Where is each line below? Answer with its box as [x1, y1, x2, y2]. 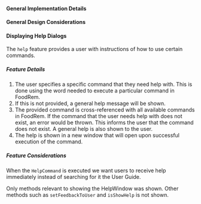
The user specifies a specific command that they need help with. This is [14, 81, 193, 88]
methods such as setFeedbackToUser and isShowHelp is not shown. [6, 191, 169, 199]
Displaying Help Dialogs [6, 32, 67, 39]
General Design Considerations [6, 19, 86, 26]
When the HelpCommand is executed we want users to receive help [6, 167, 166, 174]
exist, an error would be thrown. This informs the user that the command [14, 119, 194, 126]
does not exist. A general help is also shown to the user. [14, 125, 153, 133]
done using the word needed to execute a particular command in [14, 87, 175, 94]
